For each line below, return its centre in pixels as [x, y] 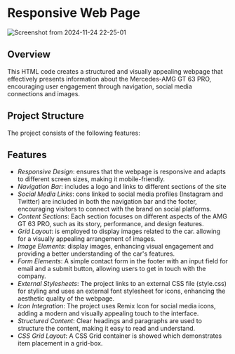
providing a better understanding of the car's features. [96, 254]
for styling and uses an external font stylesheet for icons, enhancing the [121, 291]
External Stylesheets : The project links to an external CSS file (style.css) [122, 284]
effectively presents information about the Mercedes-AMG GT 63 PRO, [109, 79]
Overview [29, 54]
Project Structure [46, 116]
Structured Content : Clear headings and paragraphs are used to [109, 321]
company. [32, 276]
